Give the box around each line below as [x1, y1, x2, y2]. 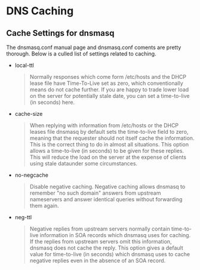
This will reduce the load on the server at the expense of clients [29, 154, 187, 161]
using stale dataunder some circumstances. [29, 160, 138, 167]
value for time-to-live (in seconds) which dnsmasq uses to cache [29, 251, 190, 257]
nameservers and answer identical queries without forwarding [29, 196, 183, 202]
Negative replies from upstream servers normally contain [29, 225, 170, 232]
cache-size [14, 111, 43, 117]
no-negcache [14, 171, 49, 179]
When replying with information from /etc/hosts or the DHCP [29, 122, 179, 129]
